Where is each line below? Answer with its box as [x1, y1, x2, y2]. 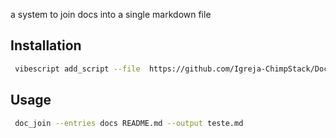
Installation [10, 37, 82, 54]
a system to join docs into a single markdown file [10, 9, 212, 20]
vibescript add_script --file [14, 64, 141, 74]
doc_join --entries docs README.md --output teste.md [14, 118, 244, 128]
